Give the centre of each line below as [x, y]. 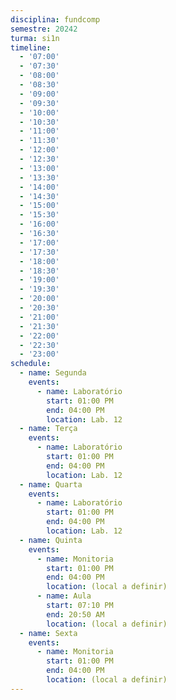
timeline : [31, 47]
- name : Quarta [51, 484]
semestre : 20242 [44, 29]
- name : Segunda [53, 373]
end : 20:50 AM [75, 614]
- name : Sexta [48, 633]
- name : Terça [48, 429]
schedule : [31, 364]
